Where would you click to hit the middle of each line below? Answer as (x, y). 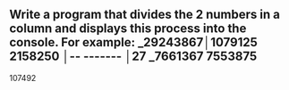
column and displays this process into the (128, 29)
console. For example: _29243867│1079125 (133, 42)
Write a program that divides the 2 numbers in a (144, 15)
